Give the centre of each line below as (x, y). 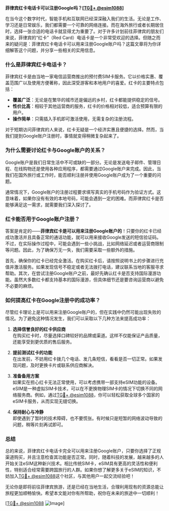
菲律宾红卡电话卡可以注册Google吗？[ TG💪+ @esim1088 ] (65, 8)
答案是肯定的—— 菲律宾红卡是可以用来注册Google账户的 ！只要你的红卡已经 (83, 231)
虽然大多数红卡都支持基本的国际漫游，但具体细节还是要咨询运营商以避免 (89, 280)
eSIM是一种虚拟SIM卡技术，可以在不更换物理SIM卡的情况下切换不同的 (85, 389)
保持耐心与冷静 (28, 412)
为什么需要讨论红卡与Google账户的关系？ (55, 150)
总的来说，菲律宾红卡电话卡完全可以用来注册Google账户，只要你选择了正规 (83, 451)
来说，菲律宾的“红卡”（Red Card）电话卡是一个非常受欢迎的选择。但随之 (81, 38)
